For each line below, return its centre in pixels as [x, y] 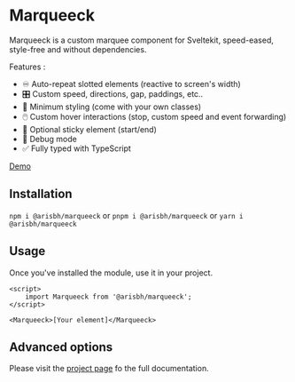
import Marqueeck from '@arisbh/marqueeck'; [109, 297]
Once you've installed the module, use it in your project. [111, 273]
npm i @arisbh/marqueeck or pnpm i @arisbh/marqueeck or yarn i [126, 215]
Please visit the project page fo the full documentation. [109, 369]
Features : [27, 67]
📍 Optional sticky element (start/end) [89, 129]
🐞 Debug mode [49, 139]
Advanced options [61, 347]
